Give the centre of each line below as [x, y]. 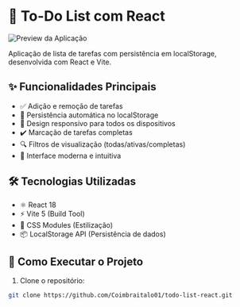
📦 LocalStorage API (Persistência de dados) [93, 234]
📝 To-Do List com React [87, 16]
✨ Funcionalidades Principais [82, 87]
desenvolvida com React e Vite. [60, 62]
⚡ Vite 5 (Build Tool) [52, 213]
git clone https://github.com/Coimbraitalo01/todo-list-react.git [120, 295]
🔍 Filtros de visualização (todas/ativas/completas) [103, 144]
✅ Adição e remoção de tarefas [71, 106]
